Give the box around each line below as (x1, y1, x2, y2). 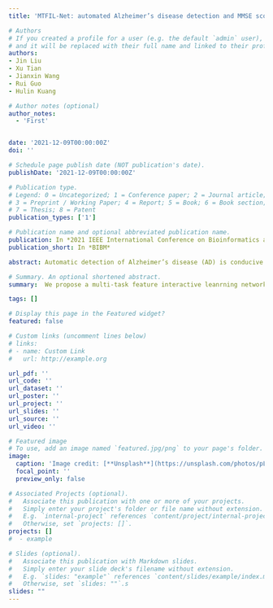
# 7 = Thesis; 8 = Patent (8, 206, 96, 214)
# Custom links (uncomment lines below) (8, 332, 148, 340)
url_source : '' (8, 414, 60, 423)
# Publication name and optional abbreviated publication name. (8, 229, 231, 237)
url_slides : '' (8, 407, 60, 415)
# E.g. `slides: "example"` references (8, 572, 151, 580)
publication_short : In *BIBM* (8, 243, 111, 252)
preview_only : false (15, 475, 85, 483)
